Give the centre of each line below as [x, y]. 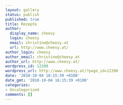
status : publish [22, 15]
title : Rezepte [21, 24]
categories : [18, 85]
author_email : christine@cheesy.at [43, 57]
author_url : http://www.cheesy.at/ [43, 62]
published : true [22, 19]
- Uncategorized [22, 90]
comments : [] [19, 94]
